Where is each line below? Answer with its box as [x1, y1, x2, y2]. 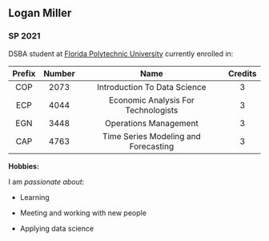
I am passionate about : [8, 177, 85, 186]
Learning [19, 192, 50, 202]
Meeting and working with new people [19, 208, 147, 218]
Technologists [125, 104, 179, 116]
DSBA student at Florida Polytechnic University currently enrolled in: [8, 48, 234, 59]
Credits [227, 67, 257, 79]
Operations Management [105, 117, 199, 129]
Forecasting [129, 141, 175, 152]
